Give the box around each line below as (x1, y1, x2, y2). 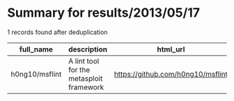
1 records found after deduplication (7, 28, 108, 36)
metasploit (68, 73, 103, 83)
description (68, 44, 108, 54)
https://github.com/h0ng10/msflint (114, 69, 228, 79)
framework (68, 82, 104, 92)
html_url (156, 44, 185, 54)
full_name (19, 44, 54, 54)
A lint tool (68, 56, 100, 65)
